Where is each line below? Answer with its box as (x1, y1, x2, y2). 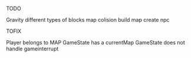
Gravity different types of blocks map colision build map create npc (6, 16, 170, 23)
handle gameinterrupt (6, 45, 59, 52)
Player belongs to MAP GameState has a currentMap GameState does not (6, 39, 185, 46)
